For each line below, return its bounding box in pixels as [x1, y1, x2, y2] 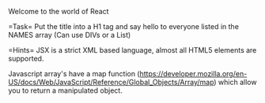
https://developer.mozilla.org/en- [139, 69, 248, 78]
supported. [8, 54, 44, 63]
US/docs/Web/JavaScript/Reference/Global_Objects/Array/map [8, 78, 214, 86]
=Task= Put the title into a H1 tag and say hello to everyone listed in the [8, 22, 240, 31]
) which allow [213, 78, 257, 86]
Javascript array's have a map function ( [8, 69, 140, 78]
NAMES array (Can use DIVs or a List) [8, 31, 131, 39]
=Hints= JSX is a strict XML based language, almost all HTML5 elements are [8, 46, 257, 54]
